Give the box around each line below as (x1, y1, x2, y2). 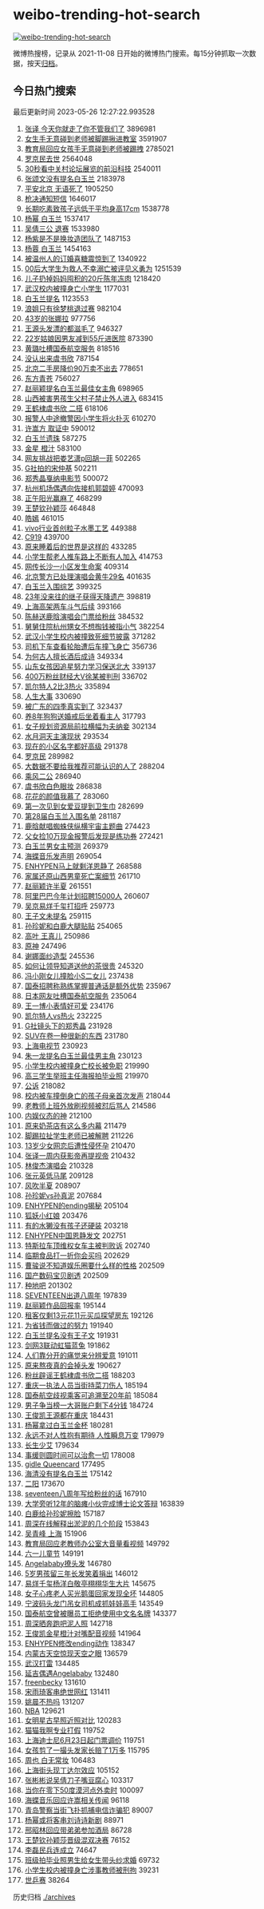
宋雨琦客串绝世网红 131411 (24, 1687, 110, 1697)
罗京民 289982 (24, 751, 74, 760)
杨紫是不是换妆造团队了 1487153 (24, 233, 131, 243)
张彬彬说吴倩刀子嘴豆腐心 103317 (24, 1775, 134, 1784)
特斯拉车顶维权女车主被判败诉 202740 (24, 1240, 151, 1250)
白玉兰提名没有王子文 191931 (24, 1330, 119, 1339)
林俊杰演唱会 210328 (24, 1161, 94, 1170)
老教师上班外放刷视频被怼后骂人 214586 (24, 1101, 156, 1110)
